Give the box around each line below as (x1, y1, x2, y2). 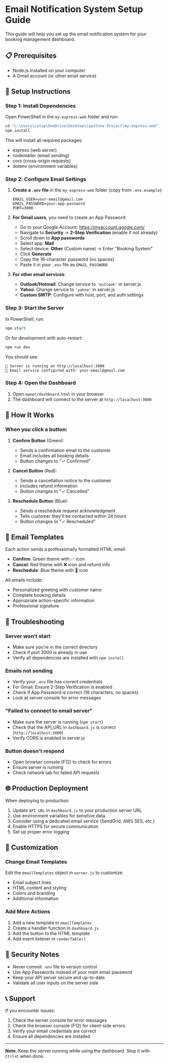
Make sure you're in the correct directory (12, 644, 98, 650)
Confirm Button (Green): (12, 437, 64, 444)
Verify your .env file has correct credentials (12, 679, 103, 685)
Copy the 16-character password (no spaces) (20, 256, 114, 262)
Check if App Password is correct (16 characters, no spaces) (12, 689, 139, 695)
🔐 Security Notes (5, 950, 59, 959)
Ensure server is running (12, 764, 64, 770)
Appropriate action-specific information (12, 598, 95, 604)
